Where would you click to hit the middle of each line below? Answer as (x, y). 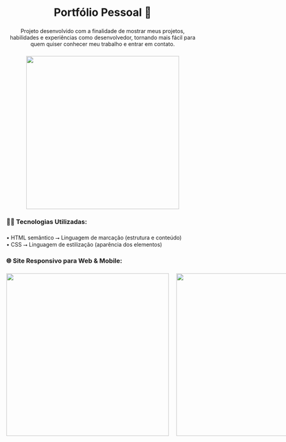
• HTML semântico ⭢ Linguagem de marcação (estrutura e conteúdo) (94, 238)
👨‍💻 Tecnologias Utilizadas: (47, 222)
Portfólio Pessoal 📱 (103, 13)
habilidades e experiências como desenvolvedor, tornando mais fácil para (103, 38)
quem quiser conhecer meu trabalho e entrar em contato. (103, 44)
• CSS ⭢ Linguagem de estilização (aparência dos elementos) (84, 244)
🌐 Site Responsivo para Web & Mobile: (64, 261)
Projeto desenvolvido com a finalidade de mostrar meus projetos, (103, 31)
